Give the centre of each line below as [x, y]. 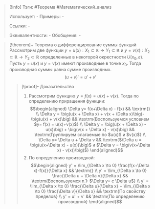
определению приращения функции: [67, 101]
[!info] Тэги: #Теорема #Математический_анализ [60, 7]
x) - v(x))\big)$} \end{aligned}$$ [90, 150]
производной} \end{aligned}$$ [90, 202]
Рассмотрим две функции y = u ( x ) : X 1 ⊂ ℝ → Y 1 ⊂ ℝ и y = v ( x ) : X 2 [79, 51]
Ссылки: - [20, 26]
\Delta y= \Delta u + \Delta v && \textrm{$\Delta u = [90, 140]
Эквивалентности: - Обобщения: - [45, 35]
